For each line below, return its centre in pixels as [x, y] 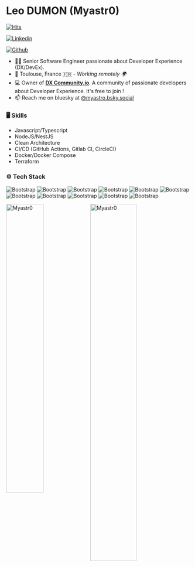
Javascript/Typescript [41, 131]
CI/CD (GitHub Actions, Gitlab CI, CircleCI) [65, 149]
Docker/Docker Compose [45, 155]
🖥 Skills [17, 115]
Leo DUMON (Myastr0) [63, 11]
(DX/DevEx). [30, 67]
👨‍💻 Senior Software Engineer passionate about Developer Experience [98, 61]
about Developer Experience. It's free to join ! [69, 91]
